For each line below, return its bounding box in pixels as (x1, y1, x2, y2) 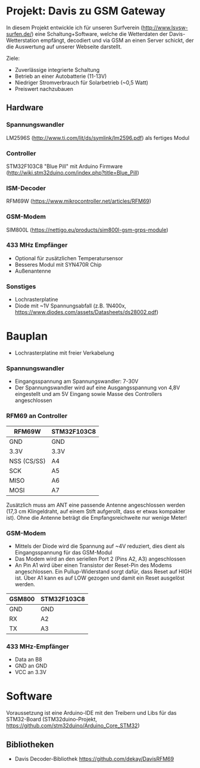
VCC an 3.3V (14, 669, 46, 676)
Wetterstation (6, 36, 40, 44)
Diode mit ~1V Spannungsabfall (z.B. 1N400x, (14, 302, 127, 309)
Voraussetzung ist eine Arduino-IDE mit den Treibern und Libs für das (6, 709, 177, 717)
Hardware (6, 103, 43, 113)
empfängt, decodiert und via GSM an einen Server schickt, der (40, 36, 194, 44)
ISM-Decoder (6, 184, 46, 192)
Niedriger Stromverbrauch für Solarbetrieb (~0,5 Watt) (14, 79, 149, 86)
